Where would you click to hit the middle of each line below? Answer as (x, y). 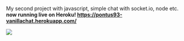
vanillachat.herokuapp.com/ (41, 21)
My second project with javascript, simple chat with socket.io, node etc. (93, 8)
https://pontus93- (100, 15)
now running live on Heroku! (41, 15)
